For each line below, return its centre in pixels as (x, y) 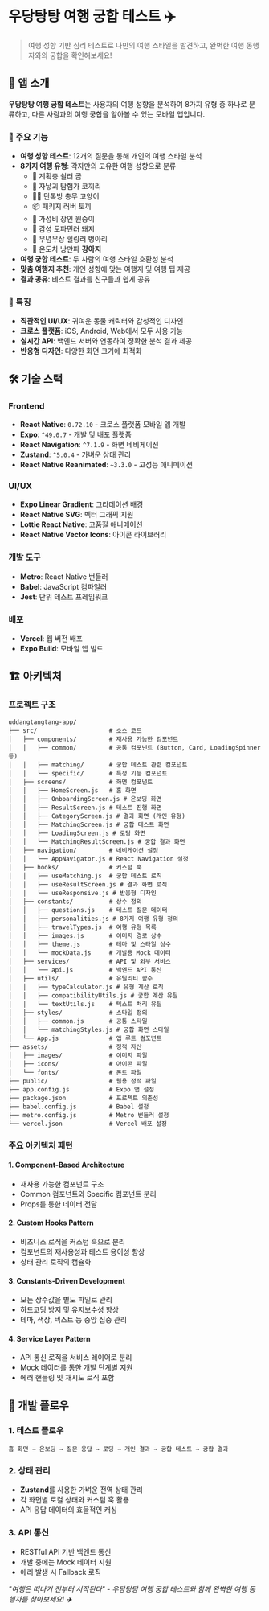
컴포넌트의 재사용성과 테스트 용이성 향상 (82, 1251)
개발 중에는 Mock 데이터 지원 (66, 1562)
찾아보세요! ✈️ (51, 1599)
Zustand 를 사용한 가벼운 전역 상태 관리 (81, 1490)
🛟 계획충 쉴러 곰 (57, 176)
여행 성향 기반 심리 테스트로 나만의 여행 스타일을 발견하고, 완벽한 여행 (136, 45)
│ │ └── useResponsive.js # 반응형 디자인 (82, 893)
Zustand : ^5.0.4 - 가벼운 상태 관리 (75, 454)
